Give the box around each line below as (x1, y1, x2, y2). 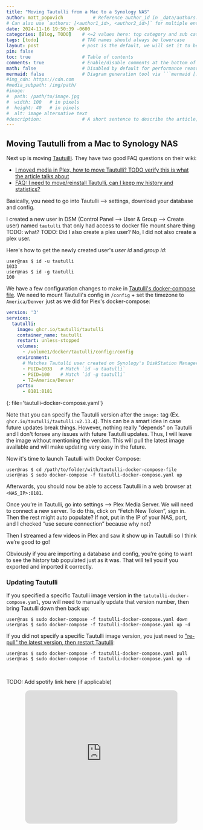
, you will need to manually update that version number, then (38, 598, 189, 606)
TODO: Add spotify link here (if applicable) (6, 678, 112, 686)
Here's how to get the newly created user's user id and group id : (6, 247, 167, 254)
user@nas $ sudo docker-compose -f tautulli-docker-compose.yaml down (6, 617, 188, 623)
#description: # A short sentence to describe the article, (6, 116, 199, 122)
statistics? (14, 186, 40, 193)
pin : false (6, 49, 34, 55)
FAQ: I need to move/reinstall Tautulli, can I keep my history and (14, 179, 173, 187)
